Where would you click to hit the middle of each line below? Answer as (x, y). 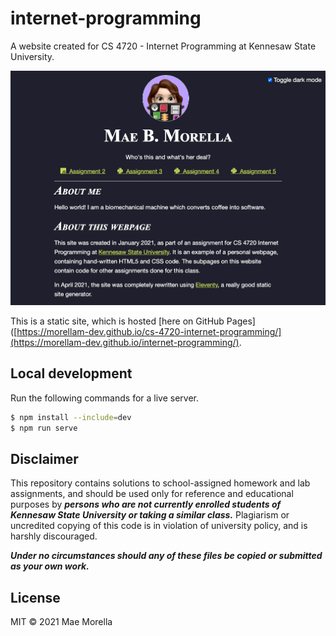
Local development (71, 373)
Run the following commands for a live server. (105, 398)
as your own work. (50, 566)
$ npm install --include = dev (71, 417)
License (35, 597)
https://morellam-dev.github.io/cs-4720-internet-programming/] (149, 331)
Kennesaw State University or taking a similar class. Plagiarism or (150, 515)
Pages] (241, 321)
